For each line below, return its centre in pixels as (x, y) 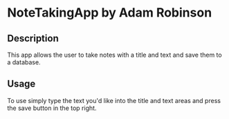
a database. (24, 62)
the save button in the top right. (52, 108)
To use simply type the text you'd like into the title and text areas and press (114, 100)
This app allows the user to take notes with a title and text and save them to (115, 55)
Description (33, 38)
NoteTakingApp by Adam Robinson (110, 13)
